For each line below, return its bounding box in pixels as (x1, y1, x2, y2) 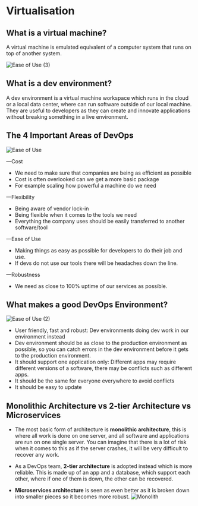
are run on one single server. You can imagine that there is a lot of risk (14, 438, 187, 446)
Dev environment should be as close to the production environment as (14, 340, 187, 347)
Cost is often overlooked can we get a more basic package (14, 175, 159, 182)
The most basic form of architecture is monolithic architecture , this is (14, 426, 187, 433)
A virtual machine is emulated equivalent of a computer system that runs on (6, 43, 191, 50)
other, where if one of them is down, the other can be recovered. (14, 475, 174, 482)
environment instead (14, 333, 65, 340)
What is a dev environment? (6, 78, 112, 88)
